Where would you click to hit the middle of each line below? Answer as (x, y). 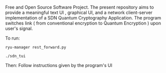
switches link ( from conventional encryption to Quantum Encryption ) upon (83, 23)
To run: (13, 38)
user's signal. (19, 28)
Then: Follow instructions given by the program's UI (59, 65)
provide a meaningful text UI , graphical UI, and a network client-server (79, 12)
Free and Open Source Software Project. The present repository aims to (80, 7)
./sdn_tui (16, 56)
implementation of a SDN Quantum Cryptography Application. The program (83, 18)
